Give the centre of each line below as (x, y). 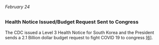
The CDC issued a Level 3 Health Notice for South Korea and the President (79, 32)
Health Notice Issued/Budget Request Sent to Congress (72, 22)
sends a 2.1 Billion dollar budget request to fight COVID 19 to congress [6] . (79, 37)
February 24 (17, 7)
